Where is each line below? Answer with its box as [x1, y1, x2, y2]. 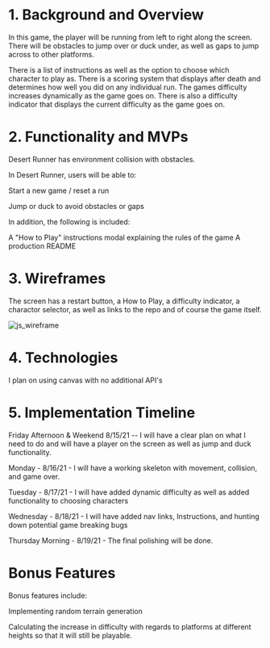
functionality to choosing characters [8, 495, 129, 505]
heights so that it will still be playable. [8, 630, 133, 640]
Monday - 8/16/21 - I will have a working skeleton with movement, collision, [8, 462, 258, 473]
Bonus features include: [8, 591, 87, 600]
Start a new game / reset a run [8, 186, 110, 195]
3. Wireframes [8, 270, 106, 288]
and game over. [8, 471, 60, 481]
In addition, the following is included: [8, 216, 131, 227]
